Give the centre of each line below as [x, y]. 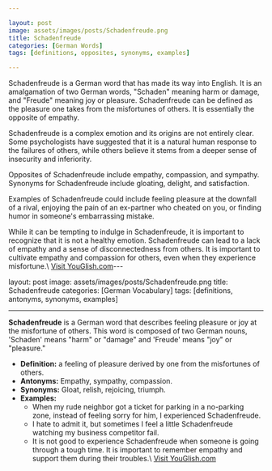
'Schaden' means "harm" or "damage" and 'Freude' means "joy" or [120, 340]
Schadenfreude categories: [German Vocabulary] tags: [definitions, [121, 291]
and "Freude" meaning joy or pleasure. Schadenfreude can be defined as [131, 100]
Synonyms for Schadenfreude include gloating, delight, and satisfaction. [129, 184]
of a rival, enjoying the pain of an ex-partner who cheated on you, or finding [135, 208]
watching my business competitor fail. [96, 433]
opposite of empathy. [44, 117]
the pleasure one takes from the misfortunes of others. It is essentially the [132, 109]
